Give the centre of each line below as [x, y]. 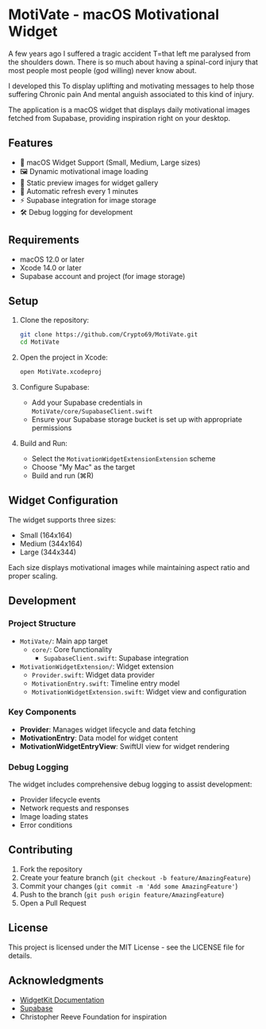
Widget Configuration [64, 501]
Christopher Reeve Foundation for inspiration [93, 1016]
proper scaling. [33, 576]
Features [31, 144]
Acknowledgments [56, 981]
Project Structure [42, 623]
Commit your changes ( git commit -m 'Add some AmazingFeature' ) [129, 886]
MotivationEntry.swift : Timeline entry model [106, 683]
